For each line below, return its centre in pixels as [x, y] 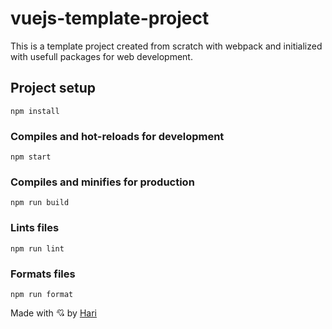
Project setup [53, 88]
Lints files [35, 228]
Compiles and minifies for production [102, 182]
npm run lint [37, 248]
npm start [31, 157]
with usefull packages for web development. [101, 56]
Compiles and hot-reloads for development [117, 136]
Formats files [43, 274]
